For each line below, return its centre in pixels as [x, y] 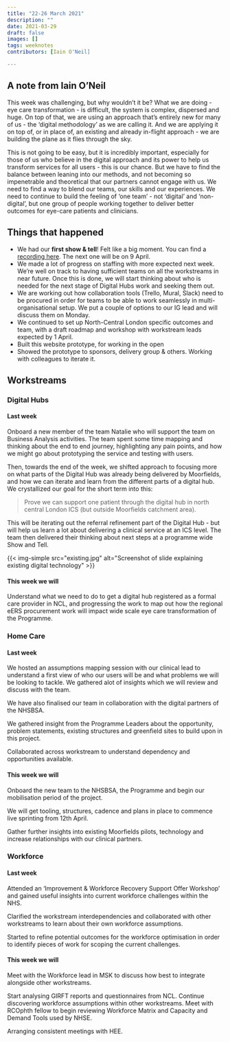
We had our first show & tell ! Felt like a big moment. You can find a [112, 249]
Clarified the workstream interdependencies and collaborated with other [109, 916]
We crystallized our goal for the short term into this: [80, 489]
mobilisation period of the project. [55, 797]
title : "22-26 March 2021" [46, 13]
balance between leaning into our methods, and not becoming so [99, 174]
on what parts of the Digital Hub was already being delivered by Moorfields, [114, 474]
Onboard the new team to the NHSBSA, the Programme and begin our [106, 790]
